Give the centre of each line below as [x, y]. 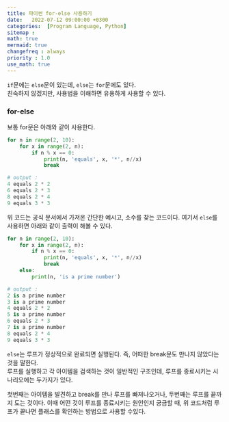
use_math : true [29, 64]
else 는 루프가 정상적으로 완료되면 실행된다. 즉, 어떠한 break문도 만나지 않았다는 [113, 354]
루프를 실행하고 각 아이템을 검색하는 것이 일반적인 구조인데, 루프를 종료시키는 [109, 371]
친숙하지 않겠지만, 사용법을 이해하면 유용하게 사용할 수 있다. [86, 93]
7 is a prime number [37, 328]
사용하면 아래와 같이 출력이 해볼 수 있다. [60, 226]
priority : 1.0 [29, 58]
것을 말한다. [23, 362]
